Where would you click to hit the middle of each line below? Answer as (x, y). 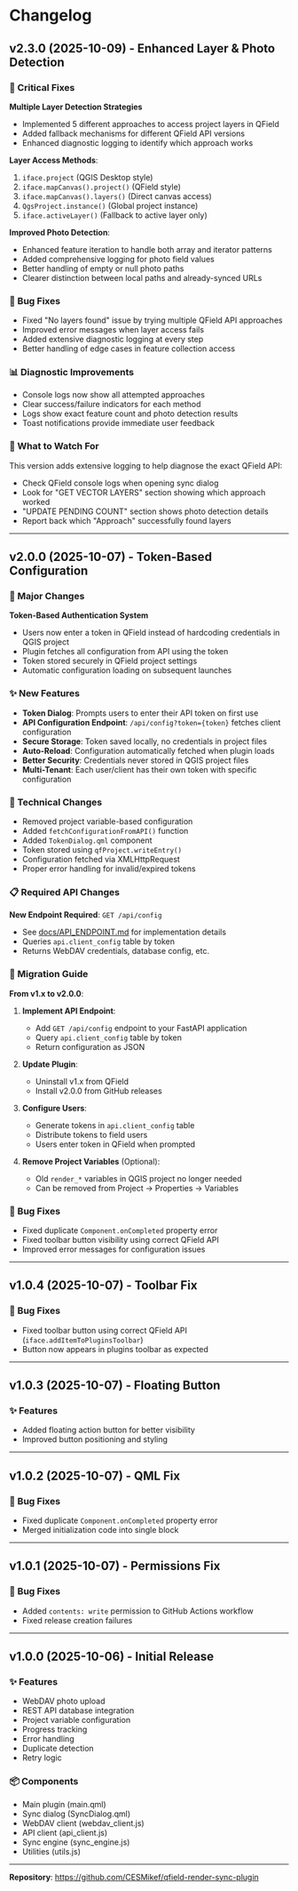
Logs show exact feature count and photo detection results (130, 413)
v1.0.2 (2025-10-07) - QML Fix (94, 1475)
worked (36, 501)
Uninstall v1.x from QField (82, 1081)
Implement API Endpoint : (69, 1011)
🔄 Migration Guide (49, 974)
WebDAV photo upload (63, 1701)
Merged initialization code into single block (100, 1530)
